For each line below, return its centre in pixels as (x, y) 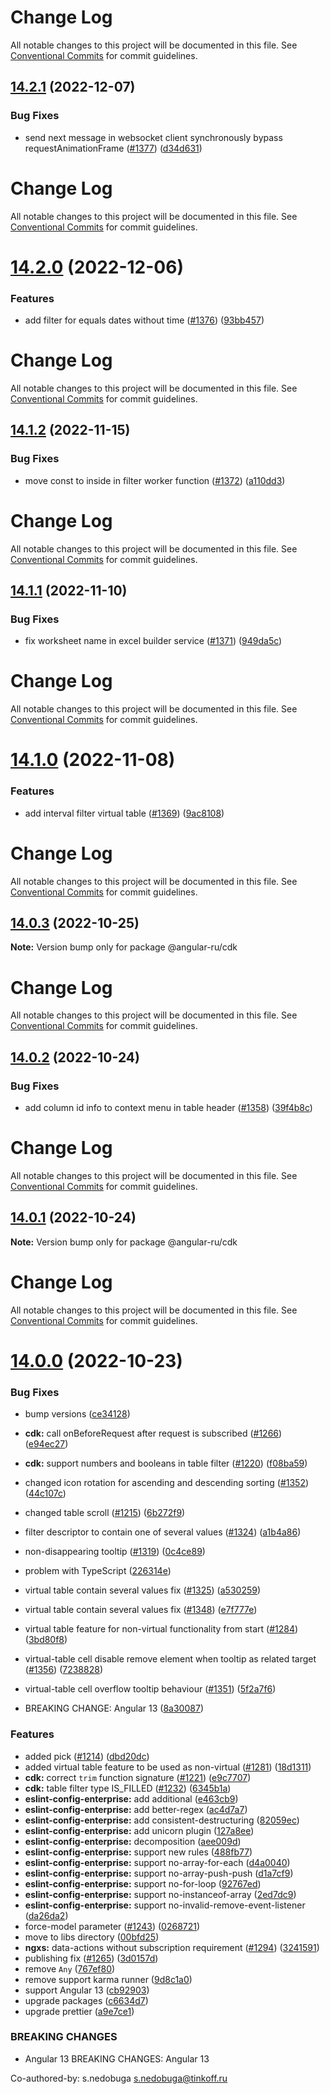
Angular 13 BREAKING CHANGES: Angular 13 (117, 2058)
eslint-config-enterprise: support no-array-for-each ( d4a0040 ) (157, 1862)
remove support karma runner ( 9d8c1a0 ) (108, 1979)
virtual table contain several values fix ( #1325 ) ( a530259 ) (143, 1590)
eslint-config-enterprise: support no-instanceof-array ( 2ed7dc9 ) (160, 1894)
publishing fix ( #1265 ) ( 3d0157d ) (91, 1958)
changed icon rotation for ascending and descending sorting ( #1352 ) (167, 1483)
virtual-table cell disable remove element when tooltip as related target (170, 1659)
